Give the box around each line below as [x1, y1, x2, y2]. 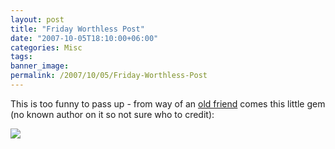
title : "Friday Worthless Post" [10, 24, 145, 34]
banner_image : [10, 61, 70, 71]
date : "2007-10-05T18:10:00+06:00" [10, 33, 159, 43]
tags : [10, 52, 33, 62]
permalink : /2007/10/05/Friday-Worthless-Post [10, 71, 208, 81]
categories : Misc [10, 42, 83, 53]
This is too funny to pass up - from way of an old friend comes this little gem [10, 97, 326, 110]
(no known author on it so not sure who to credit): [10, 108, 215, 120]
